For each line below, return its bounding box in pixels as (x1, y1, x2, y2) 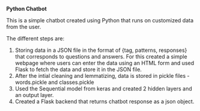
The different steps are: (6, 35, 64, 42)
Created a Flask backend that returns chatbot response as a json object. (14, 98, 195, 105)
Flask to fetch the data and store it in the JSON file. (14, 66, 142, 73)
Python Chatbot (6, 5, 47, 12)
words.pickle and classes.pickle (14, 78, 95, 86)
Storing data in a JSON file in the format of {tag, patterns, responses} (14, 46, 187, 54)
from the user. (6, 24, 42, 30)
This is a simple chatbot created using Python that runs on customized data (6, 17, 194, 24)
